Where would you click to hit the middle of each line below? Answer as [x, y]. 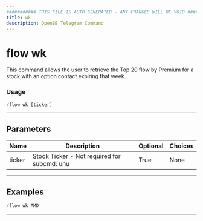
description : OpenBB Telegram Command [55, 23]
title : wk [19, 18]
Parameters [29, 129]
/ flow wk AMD [23, 206]
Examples [25, 192]
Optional [151, 146]
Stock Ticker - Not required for [76, 156]
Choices [182, 146]
